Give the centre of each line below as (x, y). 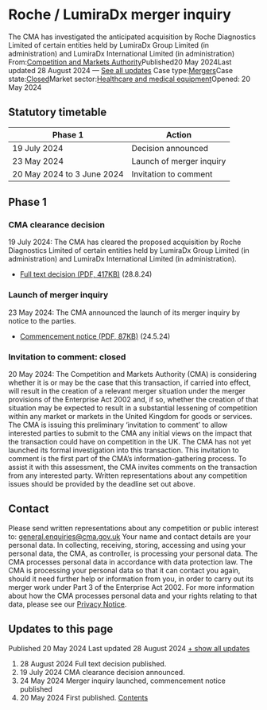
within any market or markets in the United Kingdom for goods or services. (130, 417)
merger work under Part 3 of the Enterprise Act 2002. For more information (132, 587)
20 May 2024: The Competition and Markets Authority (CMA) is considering (132, 374)
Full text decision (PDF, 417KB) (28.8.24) (86, 274)
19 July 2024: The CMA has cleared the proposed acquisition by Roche (125, 242)
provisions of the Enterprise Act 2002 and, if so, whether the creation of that (133, 400)
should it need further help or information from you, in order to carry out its (131, 579)
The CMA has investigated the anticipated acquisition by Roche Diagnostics (132, 37)
